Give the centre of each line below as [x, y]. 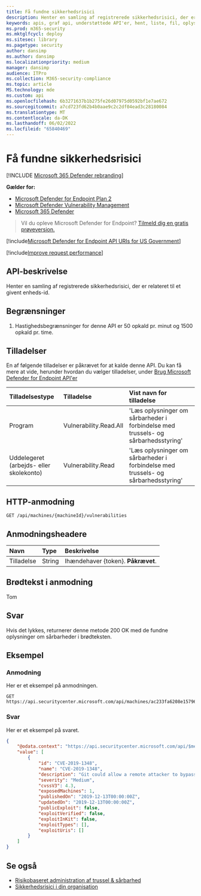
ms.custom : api [25, 95]
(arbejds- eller [30, 465]
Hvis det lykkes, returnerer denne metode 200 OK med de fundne [87, 630]
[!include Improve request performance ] [55, 252]
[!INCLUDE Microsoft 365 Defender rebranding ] [65, 175]
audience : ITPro [26, 73]
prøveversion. [38, 229]
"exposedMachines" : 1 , [66, 791]
